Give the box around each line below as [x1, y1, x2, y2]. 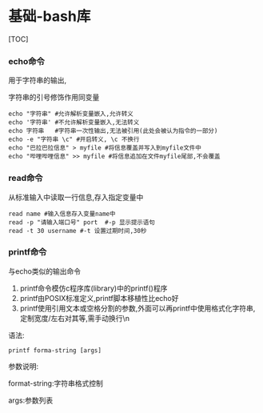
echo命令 [8, 55, 46, 66]
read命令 [8, 173, 43, 184]
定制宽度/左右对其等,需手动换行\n [19, 313, 130, 323]
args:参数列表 [8, 395, 54, 405]
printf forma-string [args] [8, 346, 102, 355]
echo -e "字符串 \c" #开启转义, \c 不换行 [8, 135, 140, 144]
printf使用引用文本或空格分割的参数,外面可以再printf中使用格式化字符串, [19, 303, 256, 313]
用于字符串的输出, [8, 75, 67, 85]
